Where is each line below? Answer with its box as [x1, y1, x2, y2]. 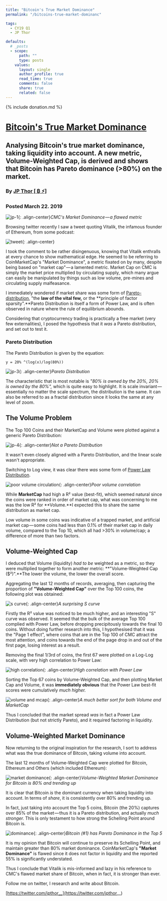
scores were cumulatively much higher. [5, 687, 86, 693]
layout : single [18, 67, 51, 72]
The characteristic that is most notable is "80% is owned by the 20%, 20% [5, 378, 159, 384]
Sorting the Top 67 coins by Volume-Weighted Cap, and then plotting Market [5, 676, 163, 682]
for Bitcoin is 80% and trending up [5, 780, 77, 786]
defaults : [5, 39, 26, 44]
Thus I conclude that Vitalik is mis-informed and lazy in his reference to [5, 866, 152, 872]
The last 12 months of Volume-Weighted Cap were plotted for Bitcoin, [5, 760, 148, 766]
